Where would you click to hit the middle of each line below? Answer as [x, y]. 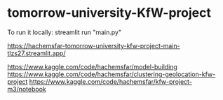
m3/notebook [27, 89]
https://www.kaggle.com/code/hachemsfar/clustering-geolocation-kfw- [111, 74]
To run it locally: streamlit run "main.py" [64, 32]
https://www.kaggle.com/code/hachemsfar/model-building [92, 66]
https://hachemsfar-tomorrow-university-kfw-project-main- [94, 45]
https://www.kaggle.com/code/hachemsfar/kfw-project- [111, 81]
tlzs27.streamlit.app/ [36, 53]
